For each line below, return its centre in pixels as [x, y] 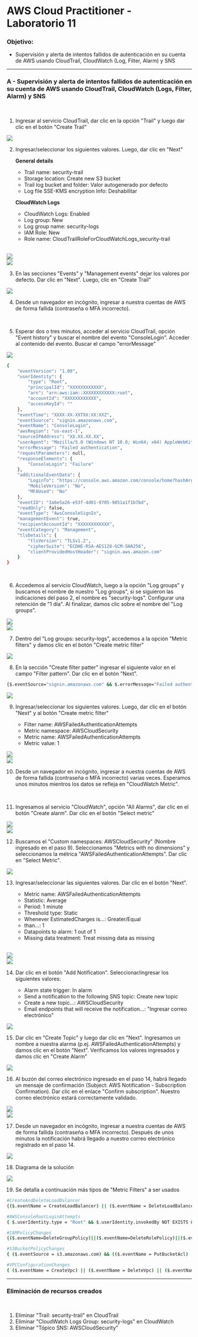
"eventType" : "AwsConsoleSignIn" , [59, 514]
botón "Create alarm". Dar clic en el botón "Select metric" [85, 813]
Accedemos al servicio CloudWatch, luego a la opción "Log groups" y [100, 585]
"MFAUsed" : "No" [48, 491]
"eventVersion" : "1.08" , [48, 371]
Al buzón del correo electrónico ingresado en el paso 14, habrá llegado [101, 1079]
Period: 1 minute [43, 907]
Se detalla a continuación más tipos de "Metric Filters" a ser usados [97, 1190]
